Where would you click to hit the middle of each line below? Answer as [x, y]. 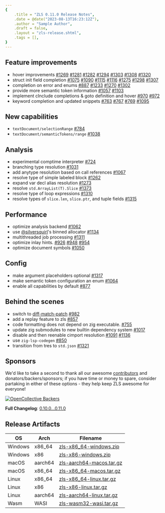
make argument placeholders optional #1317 [58, 275]
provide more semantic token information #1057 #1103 [68, 90]
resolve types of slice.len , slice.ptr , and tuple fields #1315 [75, 199]
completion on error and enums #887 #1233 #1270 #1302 [71, 85]
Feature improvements [41, 63]
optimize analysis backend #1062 [47, 227]
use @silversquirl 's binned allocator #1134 [56, 232]
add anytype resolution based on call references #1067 [69, 172]
